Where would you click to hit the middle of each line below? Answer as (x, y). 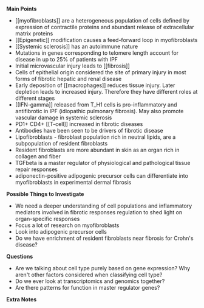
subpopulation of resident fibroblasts (61, 143)
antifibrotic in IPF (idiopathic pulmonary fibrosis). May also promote (99, 111)
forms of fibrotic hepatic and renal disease (68, 79)
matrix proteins (34, 33)
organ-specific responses (47, 219)
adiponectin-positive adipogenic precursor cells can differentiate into (101, 176)
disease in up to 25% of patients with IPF (66, 59)
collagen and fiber (38, 156)
